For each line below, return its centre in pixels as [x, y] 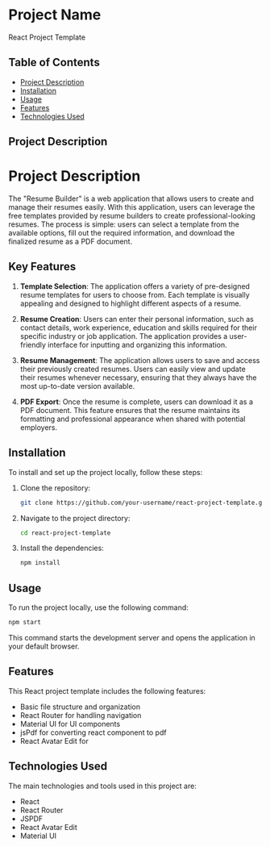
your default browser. [44, 646]
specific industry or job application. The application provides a [124, 336]
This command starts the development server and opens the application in [132, 638]
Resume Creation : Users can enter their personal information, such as [137, 319]
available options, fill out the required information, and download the [122, 233]
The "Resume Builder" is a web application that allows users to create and [131, 198]
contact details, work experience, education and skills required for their [139, 328]
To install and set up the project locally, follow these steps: [106, 472]
